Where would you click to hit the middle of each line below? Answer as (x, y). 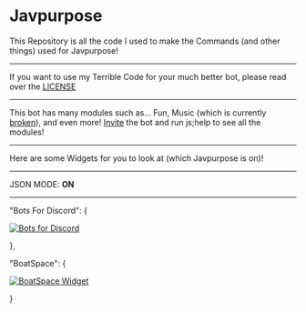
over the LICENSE (43, 86)
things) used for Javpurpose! (64, 50)
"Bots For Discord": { (49, 210)
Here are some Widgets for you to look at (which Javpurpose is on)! (137, 158)
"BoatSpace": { (38, 263)
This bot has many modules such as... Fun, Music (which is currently (138, 112)
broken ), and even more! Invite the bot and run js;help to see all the (135, 122)
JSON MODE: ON (42, 184)
